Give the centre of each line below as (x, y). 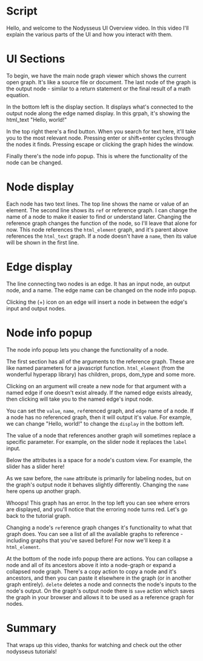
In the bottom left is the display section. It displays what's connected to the (100, 107)
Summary (31, 628)
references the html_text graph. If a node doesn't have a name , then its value (101, 236)
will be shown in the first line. (43, 242)
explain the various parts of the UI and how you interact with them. (89, 34)
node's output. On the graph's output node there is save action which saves (101, 591)
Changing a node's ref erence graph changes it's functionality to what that (99, 527)
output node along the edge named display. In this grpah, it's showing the (98, 113)
